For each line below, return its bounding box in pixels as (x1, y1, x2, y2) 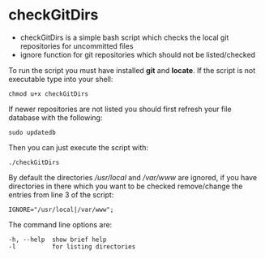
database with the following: (8, 112, 103, 123)
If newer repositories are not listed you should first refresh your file (8, 104, 233, 114)
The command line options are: (8, 219, 113, 229)
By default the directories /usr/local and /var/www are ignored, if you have (8, 172, 258, 182)
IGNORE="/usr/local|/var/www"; (8, 205, 114, 214)
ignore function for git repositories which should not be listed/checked (19, 50, 256, 59)
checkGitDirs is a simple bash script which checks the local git (19, 32, 229, 42)
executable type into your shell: (8, 74, 113, 84)
